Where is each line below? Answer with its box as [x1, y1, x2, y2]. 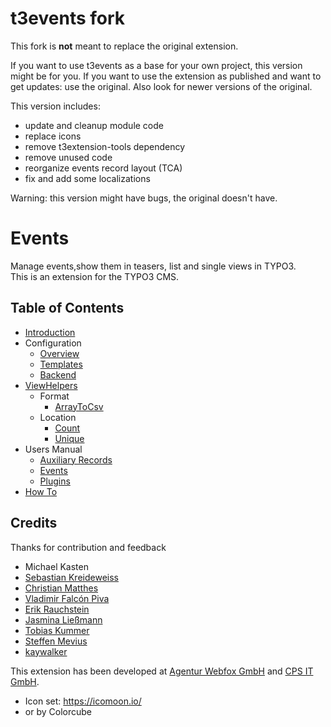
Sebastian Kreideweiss [24, 571, 119, 583]
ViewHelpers [24, 379, 78, 391]
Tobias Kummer [24, 624, 90, 636]
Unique [54, 432, 85, 444]
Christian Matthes [24, 582, 99, 594]
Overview [39, 347, 80, 359]
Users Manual [24, 443, 83, 455]
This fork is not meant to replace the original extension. [10, 40, 239, 52]
